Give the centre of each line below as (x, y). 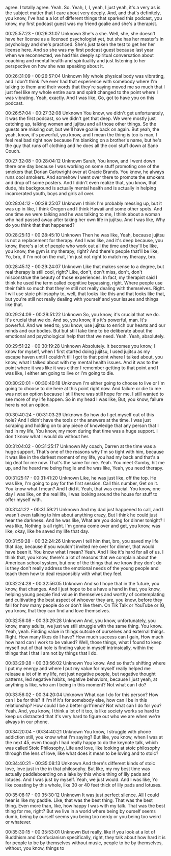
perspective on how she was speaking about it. (55, 66)
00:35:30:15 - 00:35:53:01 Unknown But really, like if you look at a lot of (80, 832)
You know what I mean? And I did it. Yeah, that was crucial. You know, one (83, 489)
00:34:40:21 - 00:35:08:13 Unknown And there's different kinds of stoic (80, 763)
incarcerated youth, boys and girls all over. (50, 193)
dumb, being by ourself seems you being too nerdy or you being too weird (83, 816)
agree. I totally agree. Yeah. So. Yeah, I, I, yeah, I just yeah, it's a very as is (83, 7)
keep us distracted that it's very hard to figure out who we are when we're (83, 716)
